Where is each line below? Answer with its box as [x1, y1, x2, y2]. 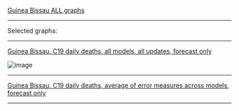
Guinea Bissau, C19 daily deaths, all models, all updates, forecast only [7, 47, 212, 55]
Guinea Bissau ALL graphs [7, 6, 85, 14]
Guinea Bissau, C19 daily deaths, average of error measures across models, [7, 81, 230, 90]
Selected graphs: [7, 26, 58, 35]
